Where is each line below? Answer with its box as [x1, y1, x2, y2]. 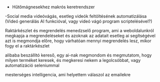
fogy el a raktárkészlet [5, 43, 50, 48]
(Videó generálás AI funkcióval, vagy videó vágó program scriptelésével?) [5, 19, 153, 24]
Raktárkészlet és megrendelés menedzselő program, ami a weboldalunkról [5, 28, 154, 33]
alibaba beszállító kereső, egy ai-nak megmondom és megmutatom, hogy [5, 52, 152, 58]
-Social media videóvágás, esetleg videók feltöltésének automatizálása [5, 13, 147, 19]
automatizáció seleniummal [5, 62, 60, 68]
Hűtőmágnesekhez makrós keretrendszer [12, 4, 95, 10]
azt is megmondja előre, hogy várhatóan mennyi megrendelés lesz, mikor [5, 38, 152, 44]
